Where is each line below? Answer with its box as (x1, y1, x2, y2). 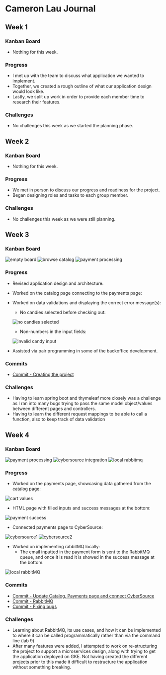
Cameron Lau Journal (5, 3, 96, 14)
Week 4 (5, 430, 30, 439)
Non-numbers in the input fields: (19, 329, 87, 335)
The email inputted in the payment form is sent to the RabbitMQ (19, 549, 150, 555)
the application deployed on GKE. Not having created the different (12, 653, 148, 659)
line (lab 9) (12, 637, 35, 644)
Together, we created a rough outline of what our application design (12, 83, 152, 89)
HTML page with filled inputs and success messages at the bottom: (12, 505, 151, 511)
